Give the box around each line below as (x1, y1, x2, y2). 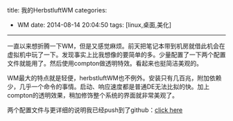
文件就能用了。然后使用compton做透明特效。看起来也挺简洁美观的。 (7, 59, 203, 67)
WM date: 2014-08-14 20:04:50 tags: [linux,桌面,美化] (17, 21, 172, 29)
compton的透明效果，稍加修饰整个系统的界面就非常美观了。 (7, 91, 179, 99)
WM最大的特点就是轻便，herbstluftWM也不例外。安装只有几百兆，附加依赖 (7, 74, 222, 82)
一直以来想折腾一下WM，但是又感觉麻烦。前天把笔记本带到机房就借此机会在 (7, 42, 225, 50)
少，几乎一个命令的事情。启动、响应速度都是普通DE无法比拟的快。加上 (7, 82, 210, 91)
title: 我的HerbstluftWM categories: (7, 6, 107, 14)
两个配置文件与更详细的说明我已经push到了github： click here (7, 106, 183, 114)
